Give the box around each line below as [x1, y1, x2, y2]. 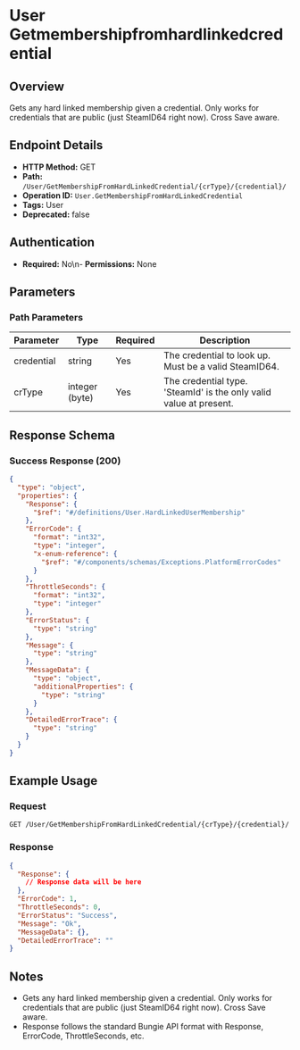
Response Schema [9, 428, 116, 443]
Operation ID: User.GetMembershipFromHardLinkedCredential [21, 189, 244, 201]
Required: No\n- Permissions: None [21, 258, 157, 269]
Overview [9, 79, 65, 94]
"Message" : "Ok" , [17, 919, 82, 929]
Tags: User [21, 199, 64, 210]
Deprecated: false [21, 209, 90, 220]
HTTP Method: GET [21, 162, 96, 172]
